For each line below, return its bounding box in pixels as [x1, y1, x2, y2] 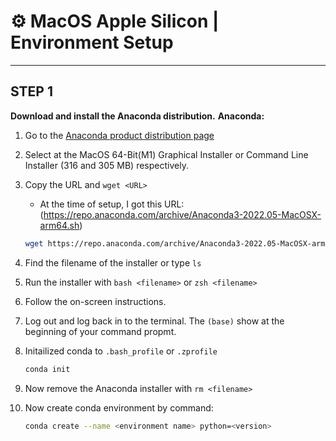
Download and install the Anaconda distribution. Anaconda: [10, 110, 265, 122]
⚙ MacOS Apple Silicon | [10, 10, 220, 33]
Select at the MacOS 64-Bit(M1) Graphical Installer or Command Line [24, 148, 309, 160]
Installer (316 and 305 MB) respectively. [24, 159, 189, 171]
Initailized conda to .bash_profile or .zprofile [24, 345, 218, 357]
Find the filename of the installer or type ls [24, 256, 202, 269]
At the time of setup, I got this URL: [39, 198, 185, 210]
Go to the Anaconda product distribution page [24, 129, 215, 141]
